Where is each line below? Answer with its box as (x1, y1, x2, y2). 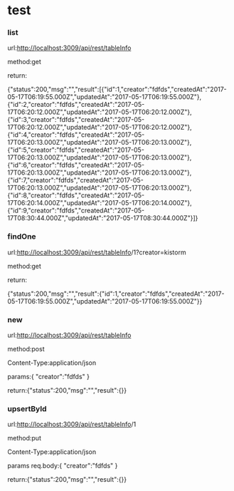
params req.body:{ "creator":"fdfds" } (7, 462, 118, 470)
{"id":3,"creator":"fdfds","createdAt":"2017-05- (7, 115, 144, 124)
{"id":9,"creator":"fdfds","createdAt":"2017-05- (7, 206, 144, 215)
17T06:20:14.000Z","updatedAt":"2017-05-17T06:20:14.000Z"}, (7, 199, 192, 207)
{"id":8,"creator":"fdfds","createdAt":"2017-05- (7, 191, 145, 200)
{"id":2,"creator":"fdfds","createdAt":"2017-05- (7, 100, 145, 109)
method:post (7, 345, 45, 353)
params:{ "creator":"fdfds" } (7, 373, 90, 381)
